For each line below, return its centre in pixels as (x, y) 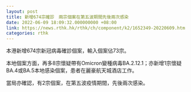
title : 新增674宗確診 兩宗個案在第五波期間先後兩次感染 (68, 17)
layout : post (22, 11)
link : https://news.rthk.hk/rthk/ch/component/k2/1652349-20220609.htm (95, 28)
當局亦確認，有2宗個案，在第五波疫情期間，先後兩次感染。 (77, 83)
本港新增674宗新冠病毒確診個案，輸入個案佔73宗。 (68, 51)
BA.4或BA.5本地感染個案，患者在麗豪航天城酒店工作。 (72, 70)
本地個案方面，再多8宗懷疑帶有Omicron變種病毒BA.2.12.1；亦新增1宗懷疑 (94, 63)
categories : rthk (27, 33)
